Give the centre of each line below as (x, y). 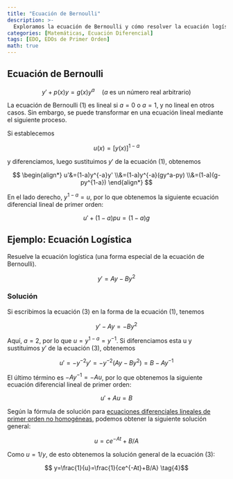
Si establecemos (31, 133)
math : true (23, 46)
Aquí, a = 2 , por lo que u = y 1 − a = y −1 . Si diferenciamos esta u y (100, 340)
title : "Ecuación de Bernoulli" (54, 14)
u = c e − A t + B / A (116, 440)
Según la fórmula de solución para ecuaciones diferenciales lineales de (109, 412)
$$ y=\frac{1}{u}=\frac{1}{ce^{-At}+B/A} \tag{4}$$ (116, 468)
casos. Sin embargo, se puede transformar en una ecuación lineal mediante (115, 112)
